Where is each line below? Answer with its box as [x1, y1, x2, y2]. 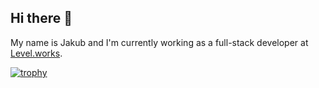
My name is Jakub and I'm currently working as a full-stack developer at [10, 36, 309, 48]
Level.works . [10, 47, 63, 59]
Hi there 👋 [10, 10, 73, 27]
